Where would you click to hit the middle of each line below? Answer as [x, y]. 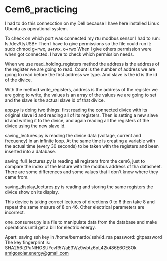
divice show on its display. [32, 192]
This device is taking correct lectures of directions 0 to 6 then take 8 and [80, 202]
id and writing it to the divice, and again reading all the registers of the [77, 120]
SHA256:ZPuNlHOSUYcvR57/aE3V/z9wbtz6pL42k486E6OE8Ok [71, 248]
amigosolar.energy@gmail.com [37, 253]
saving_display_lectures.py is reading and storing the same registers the [79, 187]
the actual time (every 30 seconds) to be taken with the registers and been [82, 146]
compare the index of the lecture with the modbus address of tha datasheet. [84, 166]
